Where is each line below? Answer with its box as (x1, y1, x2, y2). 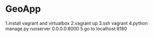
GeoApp (5, 3, 41, 15)
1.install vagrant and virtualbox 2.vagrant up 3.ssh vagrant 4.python (5, 20, 148, 26)
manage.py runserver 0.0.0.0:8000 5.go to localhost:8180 (5, 25, 127, 31)
